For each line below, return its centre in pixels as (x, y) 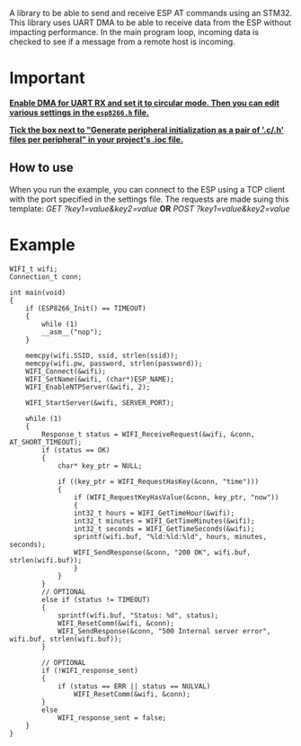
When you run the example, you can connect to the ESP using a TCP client (147, 189)
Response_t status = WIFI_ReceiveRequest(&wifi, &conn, (148, 434)
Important (47, 78)
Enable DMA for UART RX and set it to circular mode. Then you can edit (145, 103)
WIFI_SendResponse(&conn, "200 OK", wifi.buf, (162, 553)
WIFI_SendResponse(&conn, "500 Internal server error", (164, 631)
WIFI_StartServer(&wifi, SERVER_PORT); (100, 403)
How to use (41, 168)
